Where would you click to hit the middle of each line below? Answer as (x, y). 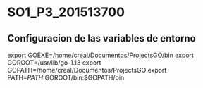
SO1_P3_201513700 (66, 12)
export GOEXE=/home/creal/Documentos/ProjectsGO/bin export (100, 55)
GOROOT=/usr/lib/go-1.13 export (54, 63)
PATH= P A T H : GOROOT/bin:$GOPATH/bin (66, 77)
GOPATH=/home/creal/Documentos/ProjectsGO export (87, 70)
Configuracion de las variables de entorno (101, 38)
